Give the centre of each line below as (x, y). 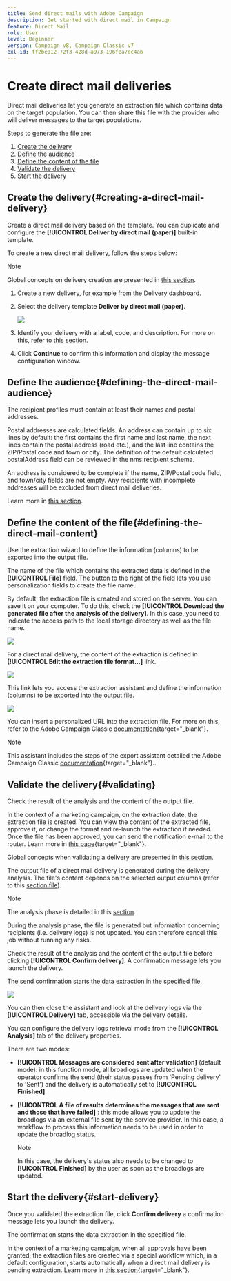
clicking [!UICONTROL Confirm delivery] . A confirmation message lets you (114, 961)
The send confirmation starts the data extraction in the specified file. (104, 981)
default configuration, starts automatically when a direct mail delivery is (109, 1262)
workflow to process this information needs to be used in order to (110, 1127)
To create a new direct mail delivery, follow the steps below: (92, 253)
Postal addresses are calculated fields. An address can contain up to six (109, 430)
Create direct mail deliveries (90, 86)
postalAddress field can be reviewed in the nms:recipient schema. (101, 460)
